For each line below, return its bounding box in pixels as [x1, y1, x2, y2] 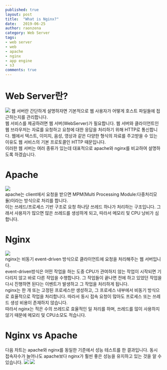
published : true [5, 7, 39, 12]
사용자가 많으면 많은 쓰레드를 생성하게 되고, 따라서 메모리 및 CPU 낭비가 [14, 210, 154, 216]
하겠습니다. [14, 151, 36, 157]
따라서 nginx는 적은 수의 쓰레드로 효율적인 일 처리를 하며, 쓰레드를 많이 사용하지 [5, 306, 160, 312]
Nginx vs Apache [5, 330, 78, 341]
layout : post [5, 12, 32, 17]
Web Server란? [5, 91, 68, 102]
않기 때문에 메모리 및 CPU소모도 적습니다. [5, 312, 86, 318]
